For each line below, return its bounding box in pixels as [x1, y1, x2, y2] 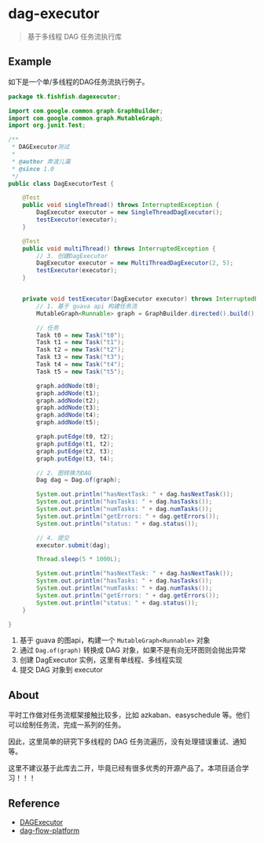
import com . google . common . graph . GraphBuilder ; [8, 107, 163, 115]
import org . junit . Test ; [8, 121, 86, 130]
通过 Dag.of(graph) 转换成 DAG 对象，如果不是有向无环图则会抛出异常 [19, 645, 246, 655]
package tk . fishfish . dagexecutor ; [8, 92, 122, 101]
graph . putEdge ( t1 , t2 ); [36, 440, 114, 448]
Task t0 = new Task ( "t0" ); [36, 331, 125, 339]
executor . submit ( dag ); [36, 541, 111, 549]
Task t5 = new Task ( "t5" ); [36, 368, 125, 375]
